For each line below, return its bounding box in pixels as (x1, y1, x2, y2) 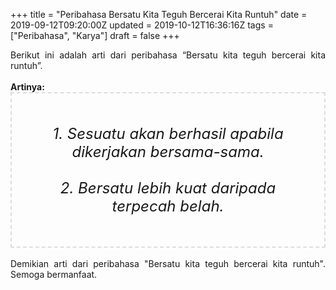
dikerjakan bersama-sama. (71, 142, 265, 161)
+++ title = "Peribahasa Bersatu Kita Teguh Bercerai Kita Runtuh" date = (10, 9, 308, 20)
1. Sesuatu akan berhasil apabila (52, 124, 284, 143)
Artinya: (10, 81, 45, 93)
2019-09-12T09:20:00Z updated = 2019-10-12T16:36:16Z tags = (10, 19, 274, 31)
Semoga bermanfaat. (10, 269, 98, 280)
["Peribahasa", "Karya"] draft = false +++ (10, 30, 180, 41)
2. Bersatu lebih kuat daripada (59, 179, 277, 198)
